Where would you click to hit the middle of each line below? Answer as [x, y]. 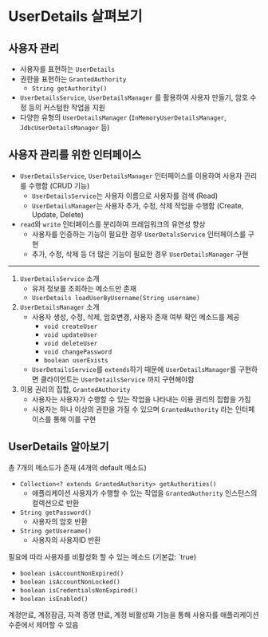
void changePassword [78, 352]
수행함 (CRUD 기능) [59, 185]
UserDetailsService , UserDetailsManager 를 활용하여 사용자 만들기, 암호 [134, 97]
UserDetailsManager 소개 [59, 307]
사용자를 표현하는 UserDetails [67, 69]
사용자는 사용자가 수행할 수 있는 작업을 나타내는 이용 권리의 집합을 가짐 [141, 399]
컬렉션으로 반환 [55, 503]
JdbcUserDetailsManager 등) [65, 127]
